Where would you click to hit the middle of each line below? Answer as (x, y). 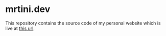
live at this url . (20, 28)
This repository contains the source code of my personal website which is (83, 23)
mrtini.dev (28, 9)
